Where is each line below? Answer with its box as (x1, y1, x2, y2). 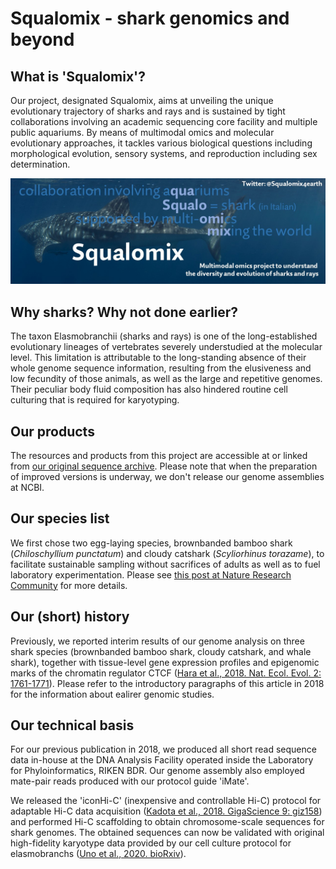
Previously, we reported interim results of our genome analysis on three (10, 635, 305, 647)
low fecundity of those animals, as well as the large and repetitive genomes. (10, 373, 323, 385)
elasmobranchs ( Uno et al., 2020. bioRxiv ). (10, 848, 187, 860)
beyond (10, 28, 75, 51)
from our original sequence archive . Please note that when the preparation (10, 460, 318, 472)
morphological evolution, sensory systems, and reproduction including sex (10, 148, 318, 159)
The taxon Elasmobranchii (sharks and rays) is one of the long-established (10, 330, 318, 342)
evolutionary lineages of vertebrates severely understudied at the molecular (10, 341, 323, 353)
